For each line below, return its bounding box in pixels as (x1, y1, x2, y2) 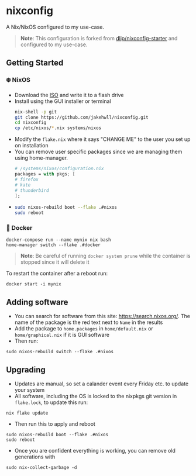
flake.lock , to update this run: (14, 399, 88, 406)
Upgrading (6, 364, 46, 375)
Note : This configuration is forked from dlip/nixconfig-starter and (20, 35, 178, 42)
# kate (14, 182, 31, 188)
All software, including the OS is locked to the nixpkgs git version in (14, 393, 177, 400)
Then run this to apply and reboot (14, 420, 95, 427)
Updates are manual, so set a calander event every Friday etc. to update (14, 380, 189, 387)
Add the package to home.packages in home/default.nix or (14, 325, 153, 332)
